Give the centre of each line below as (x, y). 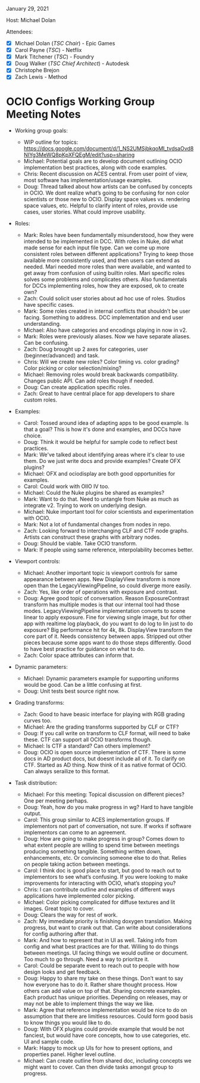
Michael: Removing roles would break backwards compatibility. (101, 375)
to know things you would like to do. (68, 1023)
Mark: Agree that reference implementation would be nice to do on (105, 1010)
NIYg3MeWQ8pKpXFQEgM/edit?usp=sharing (79, 155)
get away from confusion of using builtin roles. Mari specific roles (104, 273)
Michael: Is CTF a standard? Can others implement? (87, 746)
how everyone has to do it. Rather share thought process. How (100, 985)
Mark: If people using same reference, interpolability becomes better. (109, 550)
